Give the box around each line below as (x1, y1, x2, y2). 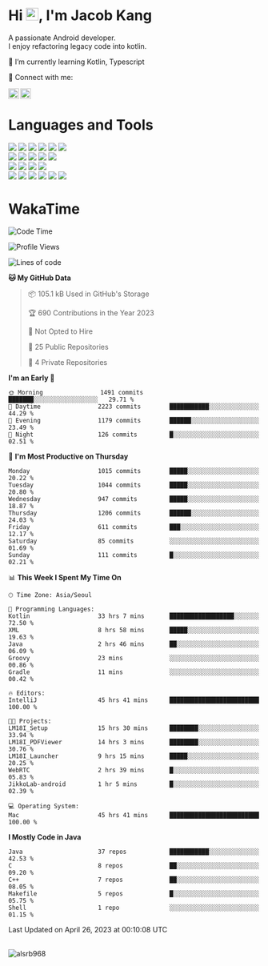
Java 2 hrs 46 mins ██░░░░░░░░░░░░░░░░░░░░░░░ (8, 639, 260, 648)
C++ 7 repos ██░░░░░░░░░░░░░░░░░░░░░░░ (8, 876, 260, 884)
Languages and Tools (8, 116, 154, 134)
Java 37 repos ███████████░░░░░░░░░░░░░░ (8, 848, 260, 856)
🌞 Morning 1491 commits (8, 388, 144, 396)
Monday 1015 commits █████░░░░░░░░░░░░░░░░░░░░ (8, 467, 260, 475)
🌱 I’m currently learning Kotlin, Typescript (8, 57, 145, 66)
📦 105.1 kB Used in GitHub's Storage (27, 289, 150, 299)
